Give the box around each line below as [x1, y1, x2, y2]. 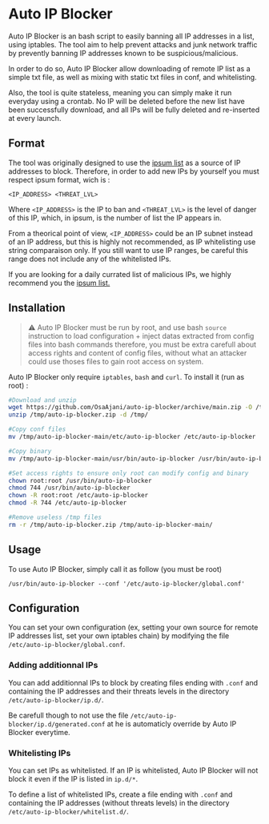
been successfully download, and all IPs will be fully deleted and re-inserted [8, 105, 260, 115]
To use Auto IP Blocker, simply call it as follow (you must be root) [8, 564, 223, 573]
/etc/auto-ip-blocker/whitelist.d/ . [8, 806, 130, 817]
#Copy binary [8, 447, 52, 455]
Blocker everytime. [8, 727, 70, 737]
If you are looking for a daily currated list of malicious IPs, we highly [8, 269, 232, 279]
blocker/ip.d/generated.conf [8, 720, 106, 729]
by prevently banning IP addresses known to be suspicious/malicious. [8, 48, 239, 58]
